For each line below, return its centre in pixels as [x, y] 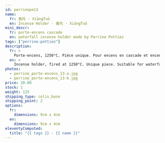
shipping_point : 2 [24, 101]
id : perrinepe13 [22, 10]
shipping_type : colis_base [33, 96]
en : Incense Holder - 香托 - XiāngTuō [48, 23]
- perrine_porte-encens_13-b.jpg [44, 78]
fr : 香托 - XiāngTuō [30, 19]
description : [18, 46]
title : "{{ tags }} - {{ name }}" [45, 133]
